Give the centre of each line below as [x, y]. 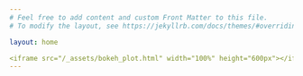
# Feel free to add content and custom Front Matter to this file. [139, 17]
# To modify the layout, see [64, 26]
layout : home [34, 42]
